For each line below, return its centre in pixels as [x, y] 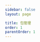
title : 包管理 [18, 23]
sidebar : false [20, 10]
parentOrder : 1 [20, 32]
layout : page [18, 14]
